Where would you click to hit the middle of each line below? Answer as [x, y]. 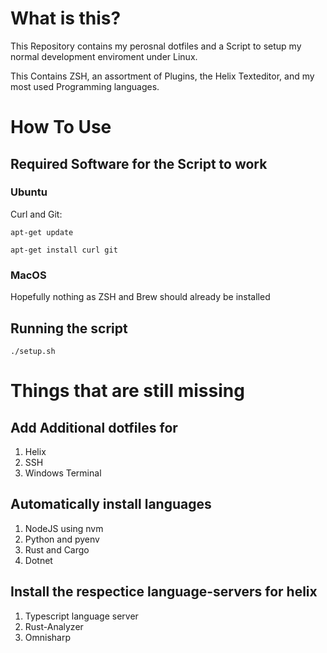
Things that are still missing [127, 391]
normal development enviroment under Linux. [104, 56]
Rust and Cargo [57, 549]
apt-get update [42, 232]
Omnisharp [48, 637]
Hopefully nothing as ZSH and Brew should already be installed [140, 297]
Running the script [69, 328]
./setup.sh [33, 351]
